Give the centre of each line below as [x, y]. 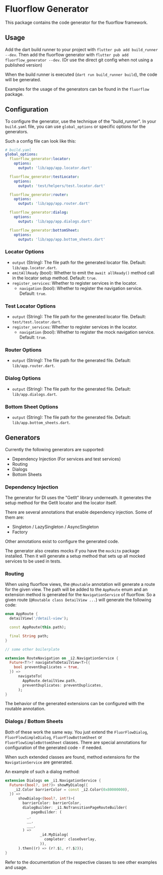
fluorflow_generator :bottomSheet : [44, 230]
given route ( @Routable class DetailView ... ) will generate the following [78, 600]
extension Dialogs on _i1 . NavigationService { [53, 780]
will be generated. [23, 79]
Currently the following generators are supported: [55, 449]
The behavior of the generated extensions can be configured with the [75, 704]
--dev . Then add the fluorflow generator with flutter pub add [67, 55]
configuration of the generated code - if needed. [54, 747]
